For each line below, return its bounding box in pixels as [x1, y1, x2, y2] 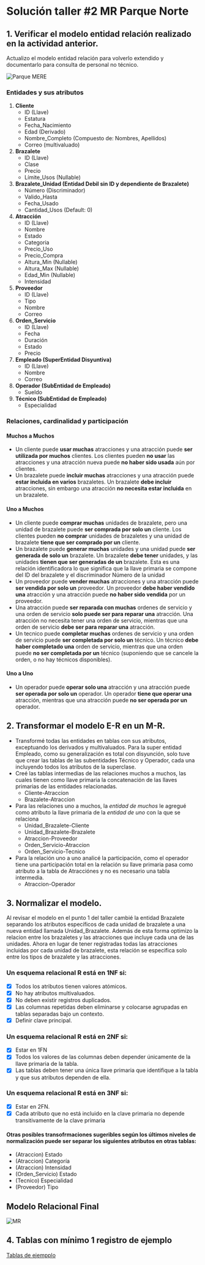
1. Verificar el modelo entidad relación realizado [6, 29, 192, 39]
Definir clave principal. [15, 1017, 72, 1024]
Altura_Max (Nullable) [24, 265, 80, 272]
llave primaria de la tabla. [15, 1060, 79, 1068]
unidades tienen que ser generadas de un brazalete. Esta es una [15, 558, 180, 565]
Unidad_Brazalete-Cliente [24, 821, 90, 829]
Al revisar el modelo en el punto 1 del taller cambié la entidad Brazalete [6, 914, 185, 922]
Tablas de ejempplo [6, 1252, 56, 1259]
